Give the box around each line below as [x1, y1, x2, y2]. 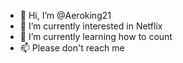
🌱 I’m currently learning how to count [19, 31, 173, 42]
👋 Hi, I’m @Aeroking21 [19, 10, 112, 21]
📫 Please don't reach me [19, 42, 125, 54]
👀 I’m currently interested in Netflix [19, 20, 163, 32]
